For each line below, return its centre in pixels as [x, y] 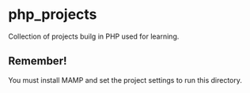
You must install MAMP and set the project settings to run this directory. [125, 80]
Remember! [38, 61]
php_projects [53, 15]
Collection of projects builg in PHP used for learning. [94, 36]
